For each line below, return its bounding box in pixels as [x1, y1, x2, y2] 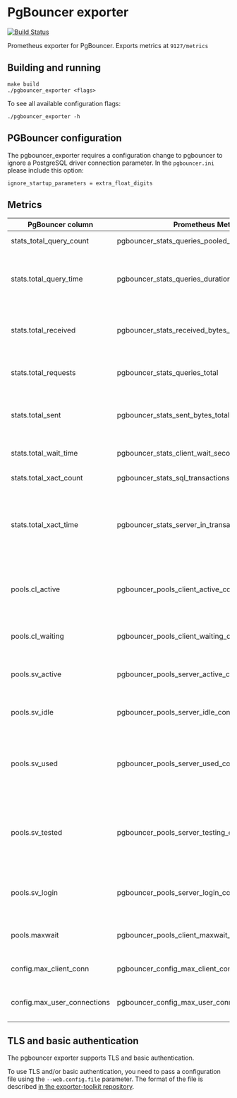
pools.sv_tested [11, 828, 63, 838]
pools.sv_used [11, 758, 59, 768]
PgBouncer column [27, 220, 94, 230]
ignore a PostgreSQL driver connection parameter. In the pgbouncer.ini [7, 158, 215, 167]
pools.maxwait [11, 930, 59, 940]
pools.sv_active [11, 669, 62, 679]
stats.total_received [11, 325, 76, 335]
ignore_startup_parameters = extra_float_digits [7, 180, 153, 187]
